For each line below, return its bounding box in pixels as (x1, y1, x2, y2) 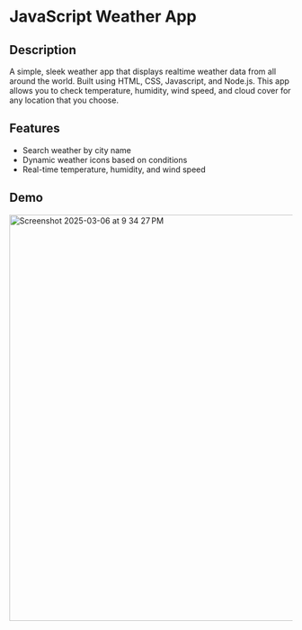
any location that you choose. (9, 95, 120, 105)
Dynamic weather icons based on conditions (22, 154, 188, 165)
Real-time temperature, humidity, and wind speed (22, 164, 207, 175)
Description (9, 42, 76, 58)
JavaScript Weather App (9, 6, 197, 27)
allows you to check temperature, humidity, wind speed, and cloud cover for (9, 86, 291, 96)
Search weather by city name (22, 144, 132, 155)
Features (9, 121, 60, 136)
